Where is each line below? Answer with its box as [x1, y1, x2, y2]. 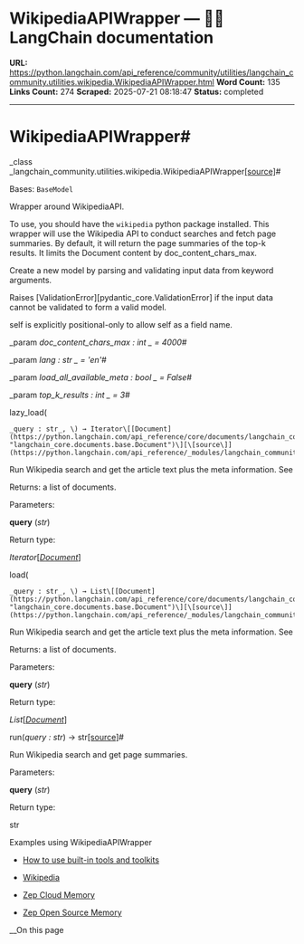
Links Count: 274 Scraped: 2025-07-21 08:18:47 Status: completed [9, 86, 264, 97]
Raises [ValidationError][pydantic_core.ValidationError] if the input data [9, 291, 273, 302]
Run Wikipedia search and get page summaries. [9, 749, 188, 759]
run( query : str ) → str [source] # [9, 731, 125, 742]
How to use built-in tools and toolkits [22, 854, 160, 865]
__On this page [9, 924, 65, 935]
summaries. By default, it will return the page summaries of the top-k [9, 237, 267, 248]
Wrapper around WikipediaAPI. [9, 201, 125, 212]
